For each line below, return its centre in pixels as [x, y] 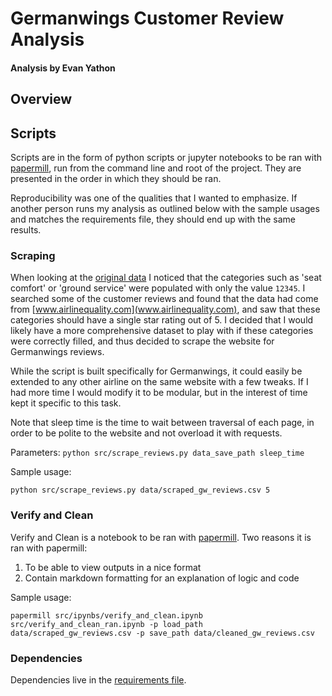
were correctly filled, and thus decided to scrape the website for [142, 341]
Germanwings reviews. [57, 352]
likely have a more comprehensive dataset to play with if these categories [162, 331]
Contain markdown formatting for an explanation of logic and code [162, 578]
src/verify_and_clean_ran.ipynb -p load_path [106, 624]
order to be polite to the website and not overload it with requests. [146, 433]
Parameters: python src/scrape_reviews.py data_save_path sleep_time [157, 453]
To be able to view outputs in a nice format [113, 567]
